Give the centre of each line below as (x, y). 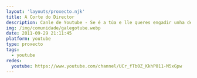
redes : (14, 60)
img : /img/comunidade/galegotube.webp (53, 28)
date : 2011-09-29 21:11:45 (39, 33)
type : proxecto (25, 45)
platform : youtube (28, 39)
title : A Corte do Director (40, 17)
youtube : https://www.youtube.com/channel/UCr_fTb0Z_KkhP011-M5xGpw (97, 66)
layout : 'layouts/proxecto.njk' (45, 11)
